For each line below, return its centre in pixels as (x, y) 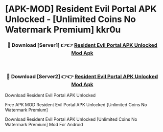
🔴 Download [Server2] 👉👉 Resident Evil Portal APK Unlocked (82, 76)
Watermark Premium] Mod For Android (44, 124)
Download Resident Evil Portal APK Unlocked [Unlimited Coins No (71, 119)
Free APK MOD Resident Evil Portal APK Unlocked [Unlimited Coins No (76, 104)
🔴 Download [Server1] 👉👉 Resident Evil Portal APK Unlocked (82, 45)
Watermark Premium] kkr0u (63, 30)
